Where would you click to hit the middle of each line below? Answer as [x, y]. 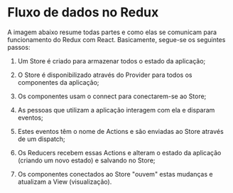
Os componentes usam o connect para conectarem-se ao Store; [112, 96]
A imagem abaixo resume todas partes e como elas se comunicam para [112, 32]
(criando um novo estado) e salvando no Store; [86, 160]
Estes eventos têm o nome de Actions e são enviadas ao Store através [120, 131]
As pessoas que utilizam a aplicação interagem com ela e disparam [116, 110]
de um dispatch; [41, 139]
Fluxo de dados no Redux [83, 12]
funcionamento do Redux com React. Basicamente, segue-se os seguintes [116, 39]
